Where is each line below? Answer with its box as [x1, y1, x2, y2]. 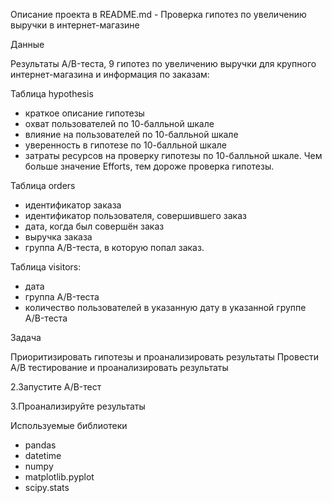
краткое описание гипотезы [24, 107, 145, 119]
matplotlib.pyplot [24, 471, 95, 483]
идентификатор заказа [24, 199, 122, 211]
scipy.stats [24, 482, 70, 493]
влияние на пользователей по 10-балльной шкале [24, 129, 239, 140]
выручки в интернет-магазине [10, 19, 140, 31]
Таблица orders [10, 180, 76, 191]
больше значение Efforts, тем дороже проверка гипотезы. [24, 160, 275, 172]
